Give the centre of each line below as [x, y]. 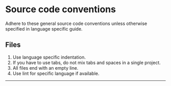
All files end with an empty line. [46, 68]
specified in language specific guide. [44, 28]
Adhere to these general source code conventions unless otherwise [76, 23]
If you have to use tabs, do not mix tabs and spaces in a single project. [87, 63]
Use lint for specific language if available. [56, 73]
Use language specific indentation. [49, 57]
